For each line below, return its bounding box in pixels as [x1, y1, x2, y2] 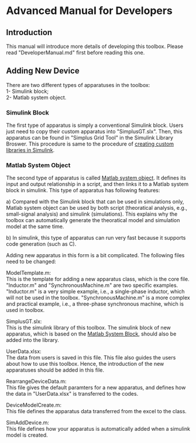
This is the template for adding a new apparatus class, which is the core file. [6, 276, 190, 283]
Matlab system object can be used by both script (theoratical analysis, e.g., [6, 205, 187, 212]
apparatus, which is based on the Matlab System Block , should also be [6, 330, 177, 337]
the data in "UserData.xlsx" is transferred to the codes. [6, 390, 139, 397]
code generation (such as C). [6, 241, 77, 248]
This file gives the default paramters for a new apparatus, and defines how [6, 384, 186, 391]
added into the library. [6, 337, 60, 344]
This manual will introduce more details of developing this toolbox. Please [6, 43, 184, 50]
